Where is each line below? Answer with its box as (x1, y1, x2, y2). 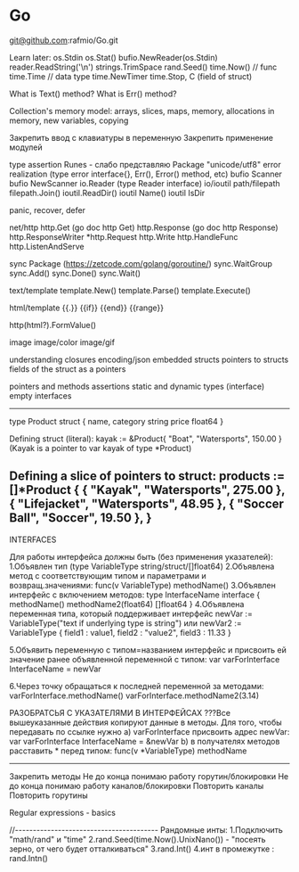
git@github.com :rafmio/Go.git (9, 35, 118, 45)
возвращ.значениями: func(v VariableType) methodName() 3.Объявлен (9, 580, 276, 590)
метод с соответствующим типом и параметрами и (9, 570, 206, 580)
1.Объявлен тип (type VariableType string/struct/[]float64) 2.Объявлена (9, 561, 275, 572)
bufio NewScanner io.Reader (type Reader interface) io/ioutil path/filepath (9, 177, 280, 188)
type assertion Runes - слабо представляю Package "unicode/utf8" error (9, 159, 282, 169)
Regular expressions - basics (9, 807, 116, 818)
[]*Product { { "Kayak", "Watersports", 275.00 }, (9, 482, 286, 498)
